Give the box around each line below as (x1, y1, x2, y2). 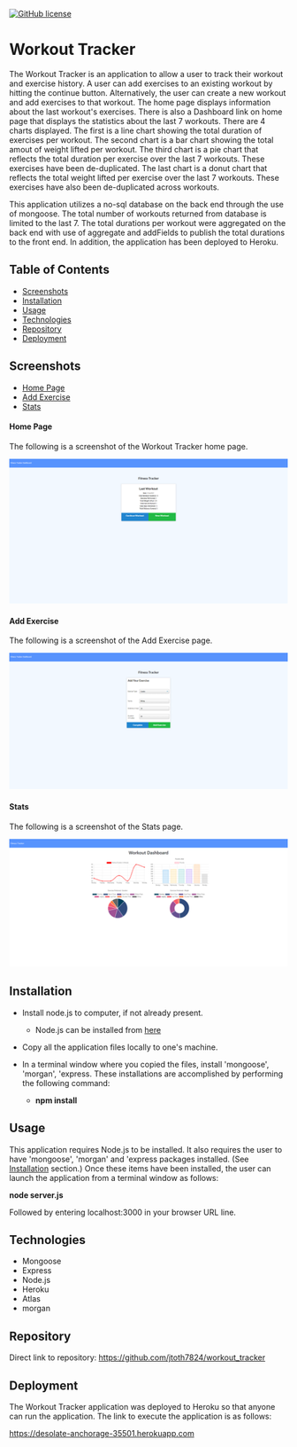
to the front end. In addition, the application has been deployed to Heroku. (9, 236, 278, 247)
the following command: (21, 1077, 110, 1088)
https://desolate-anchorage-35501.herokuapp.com (9, 1428, 194, 1439)
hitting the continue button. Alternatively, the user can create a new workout (9, 87, 286, 98)
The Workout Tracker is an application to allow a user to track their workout (9, 68, 284, 79)
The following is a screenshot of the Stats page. (9, 821, 184, 832)
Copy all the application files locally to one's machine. (21, 1042, 218, 1052)
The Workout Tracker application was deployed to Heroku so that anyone (9, 1402, 276, 1412)
